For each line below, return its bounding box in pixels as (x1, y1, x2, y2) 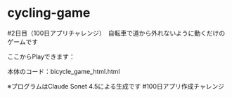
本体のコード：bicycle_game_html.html (7, 67, 121, 75)
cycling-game (7, 5, 91, 21)
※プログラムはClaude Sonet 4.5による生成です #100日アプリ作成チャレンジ (7, 82, 225, 90)
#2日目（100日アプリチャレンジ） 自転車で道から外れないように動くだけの (7, 29, 226, 37)
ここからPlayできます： (7, 52, 75, 61)
